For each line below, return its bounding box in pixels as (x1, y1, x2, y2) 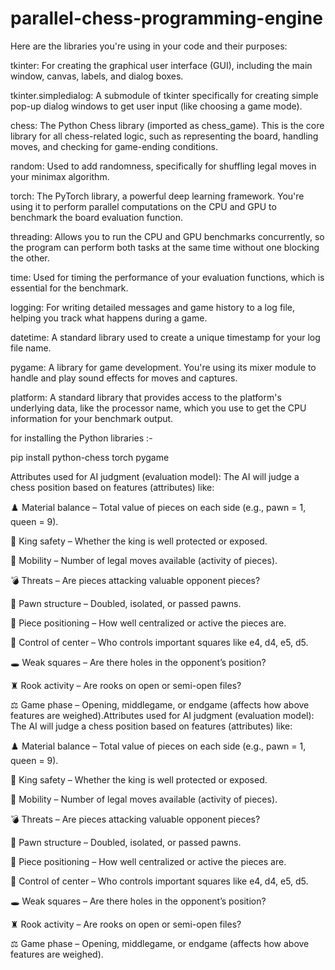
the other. (10, 252, 50, 264)
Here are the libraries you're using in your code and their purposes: (10, 40, 288, 52)
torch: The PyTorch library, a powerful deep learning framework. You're (10, 190, 305, 202)
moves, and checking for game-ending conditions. (10, 140, 219, 152)
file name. (10, 342, 52, 354)
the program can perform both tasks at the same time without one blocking (10, 241, 320, 253)
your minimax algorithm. (10, 170, 110, 182)
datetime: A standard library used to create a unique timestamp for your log (10, 331, 321, 343)
